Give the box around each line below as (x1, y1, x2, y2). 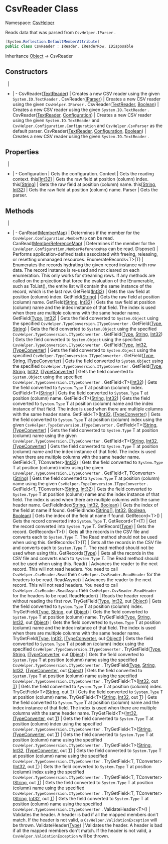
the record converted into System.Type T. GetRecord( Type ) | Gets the (12, 523, 154, 530)
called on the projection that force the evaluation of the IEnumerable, (12, 278, 155, 284)
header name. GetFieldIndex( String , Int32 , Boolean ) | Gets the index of (12, 502, 158, 508)
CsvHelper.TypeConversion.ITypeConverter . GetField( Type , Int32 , (12, 342, 148, 348)
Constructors (5, 67, 48, 76)
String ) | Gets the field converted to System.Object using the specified (12, 326, 157, 332)
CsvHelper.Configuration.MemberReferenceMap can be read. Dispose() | (12, 246, 158, 252)
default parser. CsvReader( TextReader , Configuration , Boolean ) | (12, 128, 146, 134)
